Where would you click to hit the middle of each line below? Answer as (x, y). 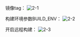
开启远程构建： (21, 29)
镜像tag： (16, 8)
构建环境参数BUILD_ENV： (33, 19)
